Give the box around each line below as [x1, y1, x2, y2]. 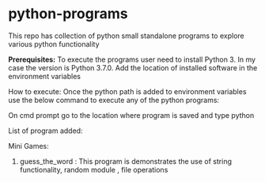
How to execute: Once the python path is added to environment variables [8, 86, 247, 96]
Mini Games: [8, 141, 49, 150]
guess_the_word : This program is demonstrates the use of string [19, 156, 232, 166]
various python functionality [8, 39, 100, 48]
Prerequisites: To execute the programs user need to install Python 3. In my [8, 55, 256, 64]
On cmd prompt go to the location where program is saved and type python [8, 110, 255, 119]
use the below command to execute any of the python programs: [8, 95, 220, 104]
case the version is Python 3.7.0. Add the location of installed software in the [8, 63, 258, 72]
